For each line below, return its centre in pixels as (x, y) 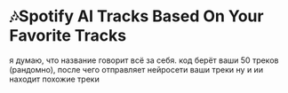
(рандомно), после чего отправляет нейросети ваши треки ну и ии (136, 69)
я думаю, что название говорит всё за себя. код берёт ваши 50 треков (144, 60)
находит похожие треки (54, 79)
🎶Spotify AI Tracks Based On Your (136, 16)
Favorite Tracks (68, 36)
